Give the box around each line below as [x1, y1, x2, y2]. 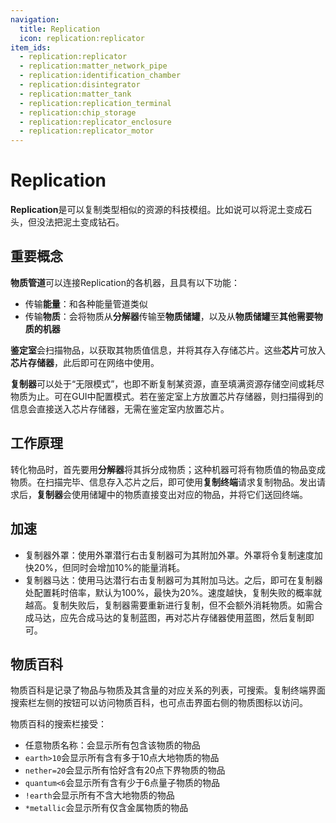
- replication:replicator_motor [19, 126, 155, 136]
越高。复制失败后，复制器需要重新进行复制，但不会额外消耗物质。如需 [24, 599, 315, 611]
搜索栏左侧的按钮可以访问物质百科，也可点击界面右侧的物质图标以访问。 [10, 697, 308, 709]
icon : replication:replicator [19, 33, 145, 43]
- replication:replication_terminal [19, 98, 172, 108]
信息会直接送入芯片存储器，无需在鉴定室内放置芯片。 [10, 402, 230, 415]
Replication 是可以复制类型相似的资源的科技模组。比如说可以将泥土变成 [10, 204, 304, 216]
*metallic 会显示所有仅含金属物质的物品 [24, 802, 189, 814]
